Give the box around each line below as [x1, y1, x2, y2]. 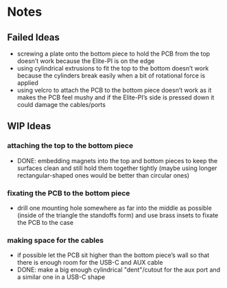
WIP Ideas [7, 121, 51, 132]
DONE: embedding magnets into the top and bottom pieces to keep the [16, 156, 218, 165]
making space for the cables [7, 235, 104, 245]
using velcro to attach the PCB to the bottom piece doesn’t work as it [16, 86, 212, 94]
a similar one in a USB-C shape [16, 273, 106, 281]
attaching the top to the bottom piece [7, 141, 134, 151]
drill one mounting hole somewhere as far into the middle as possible [16, 204, 213, 212]
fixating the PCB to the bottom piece [7, 188, 130, 197]
